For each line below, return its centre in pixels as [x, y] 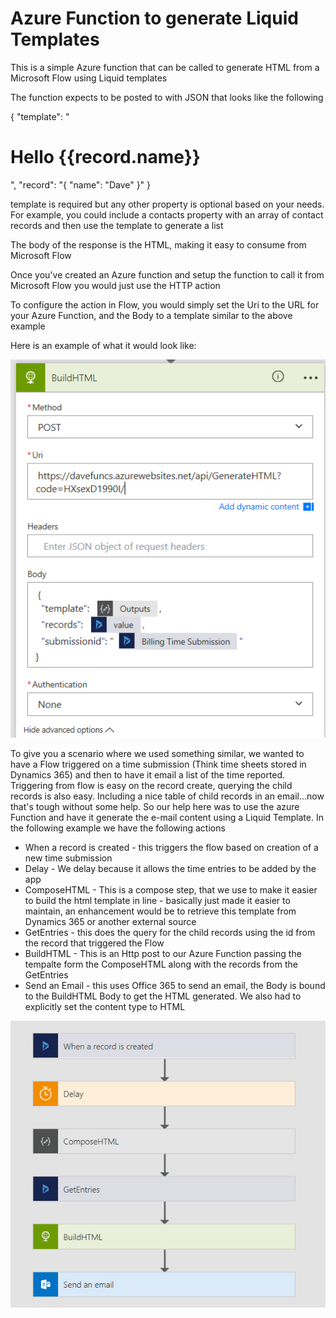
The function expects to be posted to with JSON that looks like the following [167, 97]
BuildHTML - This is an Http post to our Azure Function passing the [163, 954]
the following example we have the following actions [118, 828]
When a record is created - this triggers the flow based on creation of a [171, 848]
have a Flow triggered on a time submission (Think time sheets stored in [158, 764]
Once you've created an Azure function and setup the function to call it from [167, 274]
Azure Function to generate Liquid [154, 18]
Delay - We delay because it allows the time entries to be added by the [170, 869]
